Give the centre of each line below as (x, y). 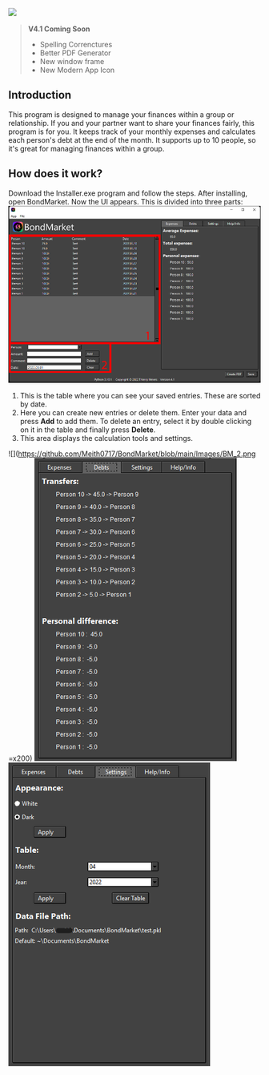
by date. (33, 404)
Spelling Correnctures (76, 44)
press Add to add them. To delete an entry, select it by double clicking (136, 422)
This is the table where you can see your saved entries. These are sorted (140, 396)
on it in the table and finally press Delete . (88, 430)
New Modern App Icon (77, 70)
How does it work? (56, 174)
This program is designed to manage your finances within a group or (121, 114)
